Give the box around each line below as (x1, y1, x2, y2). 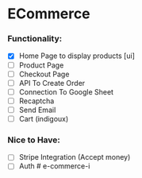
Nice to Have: (7, 134, 61, 145)
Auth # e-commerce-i (18, 161, 90, 171)
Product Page (18, 60, 64, 70)
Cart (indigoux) (18, 114, 69, 123)
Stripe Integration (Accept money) (18, 153, 131, 162)
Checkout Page (18, 69, 70, 79)
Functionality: (7, 33, 63, 44)
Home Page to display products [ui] (18, 51, 136, 60)
